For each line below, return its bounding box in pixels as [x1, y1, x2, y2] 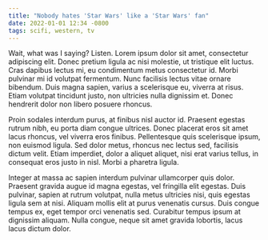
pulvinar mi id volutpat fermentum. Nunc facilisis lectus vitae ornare [8, 74, 231, 84]
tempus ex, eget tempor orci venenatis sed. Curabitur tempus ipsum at [8, 207, 242, 217]
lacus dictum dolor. [8, 224, 72, 234]
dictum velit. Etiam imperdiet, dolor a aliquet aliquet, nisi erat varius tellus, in [8, 149, 258, 158]
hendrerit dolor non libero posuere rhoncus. [8, 99, 153, 109]
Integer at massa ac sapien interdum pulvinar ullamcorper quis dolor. [8, 173, 235, 182]
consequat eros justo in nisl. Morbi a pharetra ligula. [8, 158, 179, 167]
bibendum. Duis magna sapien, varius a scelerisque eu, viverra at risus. [8, 82, 244, 92]
